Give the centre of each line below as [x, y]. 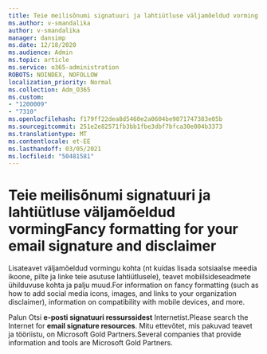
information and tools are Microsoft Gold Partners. [90, 343]
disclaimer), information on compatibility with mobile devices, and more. [127, 302]
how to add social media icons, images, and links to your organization [122, 294]
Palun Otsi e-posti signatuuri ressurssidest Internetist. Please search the [128, 317]
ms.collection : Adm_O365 [49, 89]
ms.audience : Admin [41, 53]
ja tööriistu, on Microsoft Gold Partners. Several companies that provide [125, 334]
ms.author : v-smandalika [49, 23]
